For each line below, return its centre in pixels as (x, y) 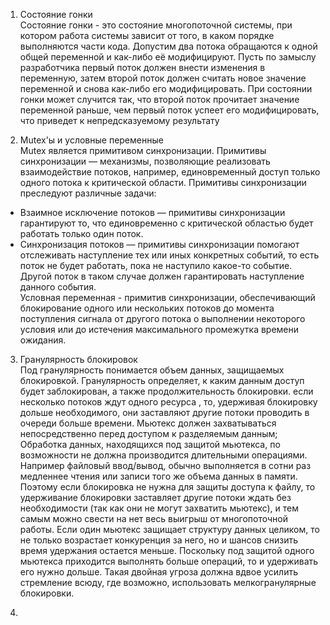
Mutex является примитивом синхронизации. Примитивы (143, 150)
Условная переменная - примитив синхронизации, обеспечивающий (167, 297)
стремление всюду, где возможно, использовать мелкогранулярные (168, 582)
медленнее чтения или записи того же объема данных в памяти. (158, 476)
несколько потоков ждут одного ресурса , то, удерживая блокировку (168, 402)
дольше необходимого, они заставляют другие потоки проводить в (164, 412)
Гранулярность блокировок (78, 359)
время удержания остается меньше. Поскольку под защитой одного (167, 550)
